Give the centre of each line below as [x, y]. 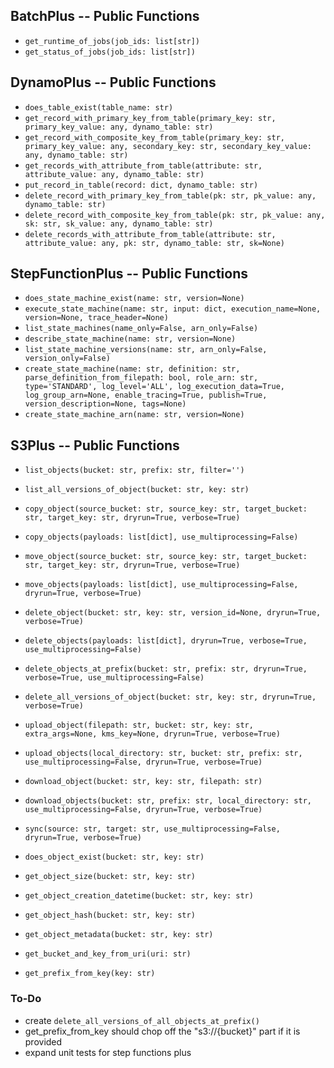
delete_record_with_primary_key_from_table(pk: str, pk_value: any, [170, 195]
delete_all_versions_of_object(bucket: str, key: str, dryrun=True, [170, 697]
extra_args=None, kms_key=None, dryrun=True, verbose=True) [152, 734]
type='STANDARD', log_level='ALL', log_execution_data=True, [155, 387]
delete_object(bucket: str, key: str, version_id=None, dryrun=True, [173, 613]
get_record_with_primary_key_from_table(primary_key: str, [150, 118]
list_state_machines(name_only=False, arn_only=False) [141, 329]
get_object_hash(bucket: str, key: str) [110, 915]
